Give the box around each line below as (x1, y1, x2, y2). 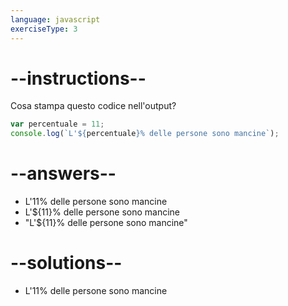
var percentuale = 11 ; (10, 119, 105, 130)
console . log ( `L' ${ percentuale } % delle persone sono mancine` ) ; (10, 129, 280, 139)
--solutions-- (10, 252, 123, 275)
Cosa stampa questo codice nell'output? (10, 100, 177, 112)
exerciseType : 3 (10, 24, 78, 34)
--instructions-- (10, 67, 147, 90)
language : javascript (10, 14, 101, 25)
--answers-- (10, 162, 117, 185)
